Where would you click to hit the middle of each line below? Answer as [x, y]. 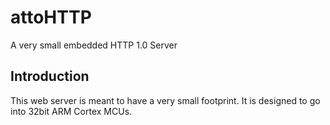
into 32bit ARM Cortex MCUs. [71, 111]
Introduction [50, 76]
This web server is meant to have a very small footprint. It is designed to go [165, 100]
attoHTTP [51, 17]
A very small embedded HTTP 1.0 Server [94, 45]
